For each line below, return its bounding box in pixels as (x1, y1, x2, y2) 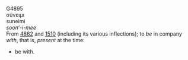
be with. (14, 48, 35, 55)
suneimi (6, 18, 26, 24)
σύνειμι (6, 11, 25, 18)
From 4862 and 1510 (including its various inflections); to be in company (6, 30, 183, 37)
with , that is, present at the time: (6, 37, 85, 43)
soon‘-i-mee (6, 24, 37, 31)
